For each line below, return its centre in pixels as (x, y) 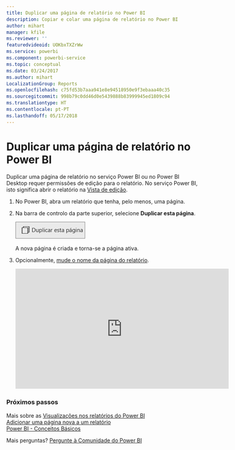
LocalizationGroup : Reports (42, 84)
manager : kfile (26, 32)
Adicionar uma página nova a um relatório (59, 422)
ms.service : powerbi (33, 52)
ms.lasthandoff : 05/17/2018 (42, 116)
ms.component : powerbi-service (46, 58)
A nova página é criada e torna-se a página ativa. (77, 248)
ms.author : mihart (30, 77)
